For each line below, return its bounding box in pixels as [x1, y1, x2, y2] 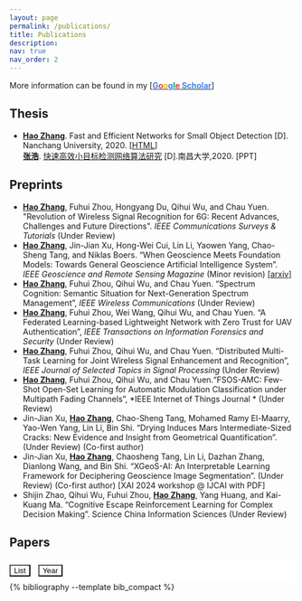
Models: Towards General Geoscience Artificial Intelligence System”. [22, 258, 278, 269]
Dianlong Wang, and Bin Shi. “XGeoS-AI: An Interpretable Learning [22, 460, 270, 471]
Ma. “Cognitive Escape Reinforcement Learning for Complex [48, 499, 274, 510]
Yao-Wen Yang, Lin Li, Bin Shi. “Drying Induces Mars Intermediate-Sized [22, 422, 292, 433]
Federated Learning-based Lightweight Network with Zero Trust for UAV [22, 316, 292, 327]
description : [9, 38, 59, 48]
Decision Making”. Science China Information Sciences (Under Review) [22, 508, 288, 520]
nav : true [9, 47, 47, 56]
